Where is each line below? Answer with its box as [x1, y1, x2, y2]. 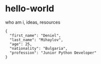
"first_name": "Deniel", [9, 33, 61, 38]
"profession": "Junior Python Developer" [9, 50, 97, 55]
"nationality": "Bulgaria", [9, 46, 68, 51]
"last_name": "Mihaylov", [9, 37, 64, 42]
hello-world [5, 3, 55, 14]
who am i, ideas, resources [5, 19, 61, 25]
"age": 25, [9, 41, 32, 47]
